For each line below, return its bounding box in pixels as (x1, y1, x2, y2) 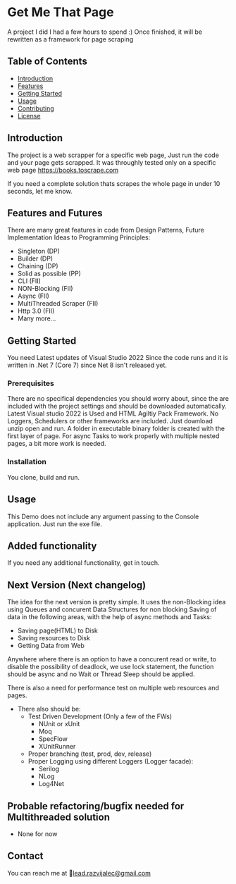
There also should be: (17, 705, 81, 714)
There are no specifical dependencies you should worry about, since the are (7, 394, 229, 403)
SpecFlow (38, 735, 68, 743)
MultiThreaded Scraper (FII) (17, 299, 99, 308)
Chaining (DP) (17, 262, 58, 270)
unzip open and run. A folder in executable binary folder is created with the (7, 424, 225, 433)
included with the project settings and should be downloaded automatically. (7, 402, 227, 411)
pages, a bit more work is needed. (7, 440, 107, 448)
